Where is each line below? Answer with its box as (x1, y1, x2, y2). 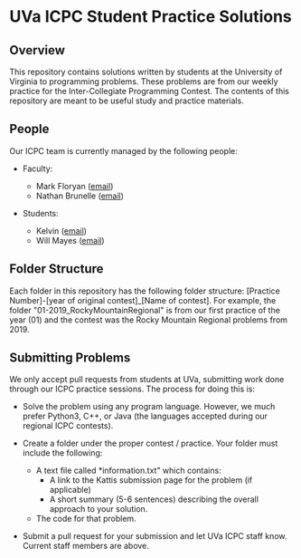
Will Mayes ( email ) (35, 235, 106, 245)
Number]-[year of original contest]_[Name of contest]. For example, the (9, 294, 277, 305)
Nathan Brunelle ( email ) (35, 190, 125, 201)
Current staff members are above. (22, 541, 149, 552)
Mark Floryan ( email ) (35, 180, 114, 191)
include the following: (22, 447, 103, 458)
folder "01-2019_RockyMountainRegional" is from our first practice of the (9, 304, 280, 315)
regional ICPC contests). (22, 420, 114, 431)
